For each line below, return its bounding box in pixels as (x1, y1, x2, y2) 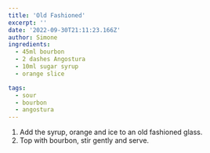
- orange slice (15, 70, 65, 78)
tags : (8, 84, 26, 92)
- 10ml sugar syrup (15, 63, 79, 71)
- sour (15, 91, 37, 99)
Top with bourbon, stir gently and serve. (19, 136, 150, 145)
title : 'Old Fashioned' (8, 11, 86, 20)
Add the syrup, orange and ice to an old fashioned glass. (19, 127, 203, 137)
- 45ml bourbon (15, 48, 65, 56)
